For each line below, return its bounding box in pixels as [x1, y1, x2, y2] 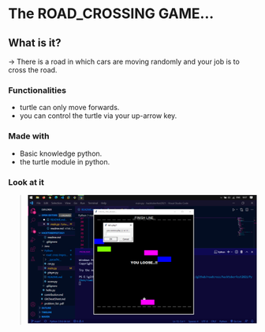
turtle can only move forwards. [19, 103, 120, 113]
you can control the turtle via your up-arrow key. [19, 111, 177, 120]
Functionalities [8, 84, 67, 95]
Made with [8, 131, 50, 142]
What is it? [8, 36, 62, 50]
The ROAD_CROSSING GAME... [8, 5, 215, 23]
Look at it [8, 176, 45, 187]
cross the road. [8, 65, 58, 75]
